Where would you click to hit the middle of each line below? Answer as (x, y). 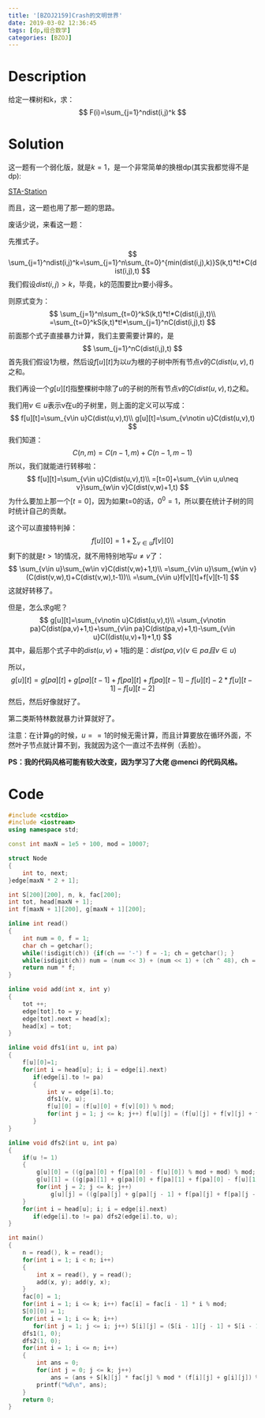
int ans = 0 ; (58, 1363)
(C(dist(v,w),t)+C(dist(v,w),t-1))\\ (79, 577)
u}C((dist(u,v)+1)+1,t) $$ (132, 636)
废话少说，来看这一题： (46, 224)
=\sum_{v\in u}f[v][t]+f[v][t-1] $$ (186, 577)
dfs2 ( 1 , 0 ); (42, 1341)
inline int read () (38, 924)
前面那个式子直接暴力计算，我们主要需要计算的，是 (91, 336)
